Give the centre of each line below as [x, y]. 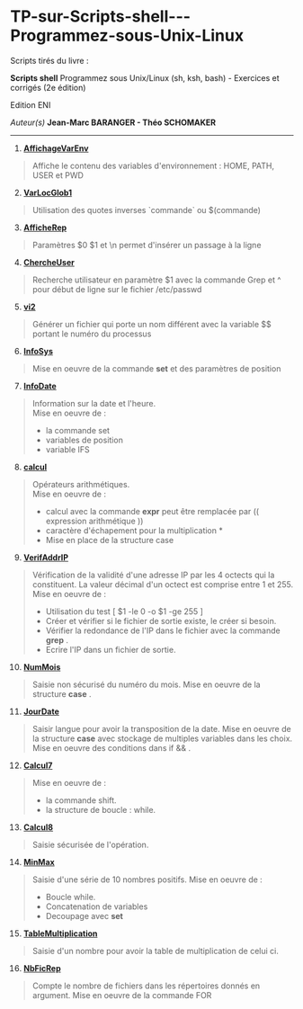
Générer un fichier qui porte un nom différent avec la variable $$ [152, 324]
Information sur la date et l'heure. [94, 403]
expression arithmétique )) [94, 521]
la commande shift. [81, 800]
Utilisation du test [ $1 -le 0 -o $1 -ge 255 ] [124, 611]
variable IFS [67, 449]
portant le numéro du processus [92, 334]
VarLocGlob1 [48, 192]
